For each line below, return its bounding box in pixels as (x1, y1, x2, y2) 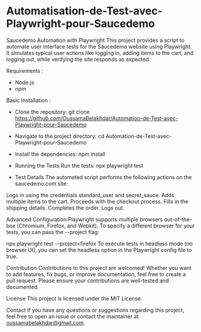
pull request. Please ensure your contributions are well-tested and (6, 276, 169, 284)
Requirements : (6, 67, 44, 74)
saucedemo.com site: (14, 180, 68, 187)
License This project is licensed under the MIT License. (6, 294, 142, 302)
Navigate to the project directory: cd (14, 133, 105, 140)
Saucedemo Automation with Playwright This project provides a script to (6, 36, 185, 44)
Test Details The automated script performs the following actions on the (14, 173, 193, 180)
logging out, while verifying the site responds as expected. (6, 56, 151, 63)
